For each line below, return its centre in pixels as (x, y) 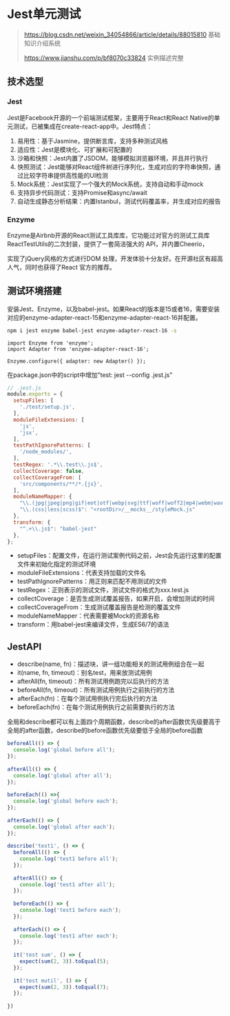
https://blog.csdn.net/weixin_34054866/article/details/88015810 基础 (122, 34)
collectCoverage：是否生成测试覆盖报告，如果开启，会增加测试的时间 (116, 599)
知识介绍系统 (42, 43)
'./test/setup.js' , (48, 407)
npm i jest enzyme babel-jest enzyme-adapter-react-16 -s (92, 331)
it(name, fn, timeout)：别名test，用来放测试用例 (85, 673)
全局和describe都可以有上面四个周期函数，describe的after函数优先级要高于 (114, 722)
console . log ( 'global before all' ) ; (64, 750)
